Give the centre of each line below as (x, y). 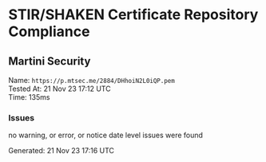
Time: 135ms (29, 97)
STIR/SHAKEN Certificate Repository (133, 15)
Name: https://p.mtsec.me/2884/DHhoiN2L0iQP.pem (92, 80)
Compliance (49, 32)
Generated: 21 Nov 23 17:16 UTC (61, 151)
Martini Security (50, 61)
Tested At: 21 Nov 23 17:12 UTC (60, 89)
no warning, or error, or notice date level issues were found (106, 135)
